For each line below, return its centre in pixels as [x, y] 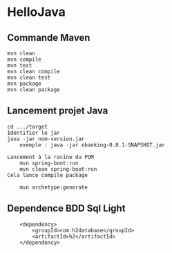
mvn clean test [29, 77]
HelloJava [36, 12]
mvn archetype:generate [54, 187]
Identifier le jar [34, 133]
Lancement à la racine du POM [51, 157]
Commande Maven [49, 38]
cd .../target [28, 126]
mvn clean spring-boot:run [58, 169]
